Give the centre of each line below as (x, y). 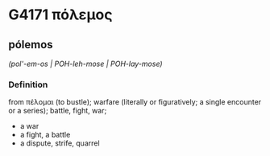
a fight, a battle (45, 135)
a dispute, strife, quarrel (60, 143)
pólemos (31, 45)
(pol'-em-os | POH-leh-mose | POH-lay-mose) (85, 64)
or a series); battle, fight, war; (58, 111)
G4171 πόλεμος (60, 15)
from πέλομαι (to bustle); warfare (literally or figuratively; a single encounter (135, 102)
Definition (28, 84)
